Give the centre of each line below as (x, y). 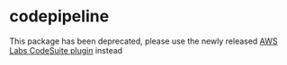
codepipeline (59, 16)
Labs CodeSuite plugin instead (66, 50)
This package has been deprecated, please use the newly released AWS (143, 41)
